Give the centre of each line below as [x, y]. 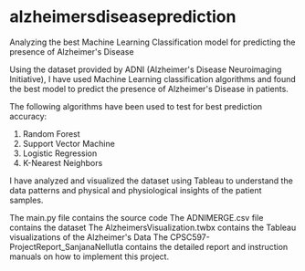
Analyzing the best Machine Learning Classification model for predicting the [152, 42]
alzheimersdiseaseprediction [123, 17]
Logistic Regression [60, 153]
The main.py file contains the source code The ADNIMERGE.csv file [137, 217]
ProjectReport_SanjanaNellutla [66, 246]
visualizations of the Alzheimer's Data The [89, 237]
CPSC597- [190, 237]
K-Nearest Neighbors [63, 162]
